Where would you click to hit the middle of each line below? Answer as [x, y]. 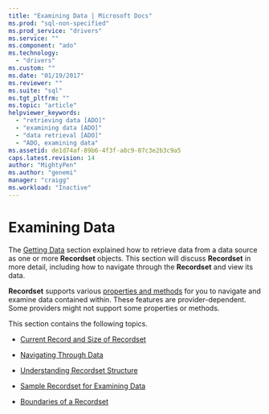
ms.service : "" [34, 38]
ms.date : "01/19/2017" [46, 76]
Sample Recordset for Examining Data [83, 386]
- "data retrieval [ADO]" [59, 135]
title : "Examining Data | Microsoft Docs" [80, 16]
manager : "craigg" [39, 180]
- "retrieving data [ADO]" [61, 121]
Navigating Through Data [61, 355]
